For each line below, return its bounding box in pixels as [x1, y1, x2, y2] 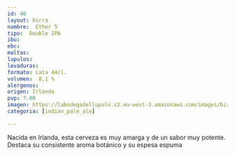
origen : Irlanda [7, 88, 55, 95]
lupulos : [7, 56, 33, 63]
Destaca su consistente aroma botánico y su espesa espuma [7, 141, 183, 149]
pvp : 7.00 [7, 95, 36, 102]
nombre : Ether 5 [7, 23, 58, 30]
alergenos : [7, 82, 39, 89]
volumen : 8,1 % [7, 75, 55, 83]
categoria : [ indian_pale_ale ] [7, 108, 96, 115]
